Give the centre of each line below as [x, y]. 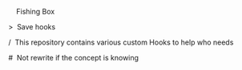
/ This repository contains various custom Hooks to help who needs [121, 42]
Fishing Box [35, 12]
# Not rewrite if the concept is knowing [73, 58]
